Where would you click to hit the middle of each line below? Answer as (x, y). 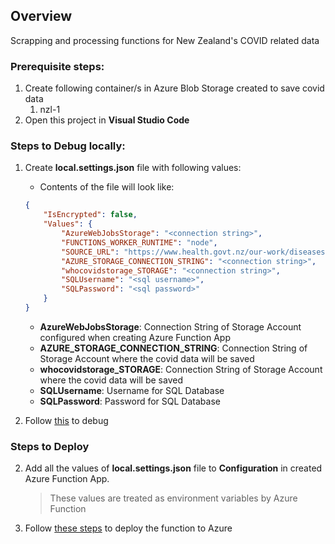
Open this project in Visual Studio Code (107, 120)
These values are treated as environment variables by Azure (173, 498)
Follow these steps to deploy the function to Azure (128, 528)
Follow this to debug (66, 420)
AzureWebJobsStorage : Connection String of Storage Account (170, 326)
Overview (41, 16)
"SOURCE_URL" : (90, 252)
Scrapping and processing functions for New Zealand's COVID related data (165, 40)
